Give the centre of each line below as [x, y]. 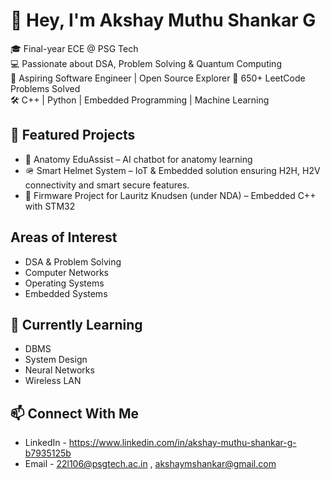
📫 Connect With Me [75, 413]
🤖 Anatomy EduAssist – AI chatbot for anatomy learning [138, 159]
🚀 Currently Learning [76, 324]
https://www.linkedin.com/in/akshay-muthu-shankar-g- [182, 443]
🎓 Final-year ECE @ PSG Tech [74, 48]
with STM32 [50, 206]
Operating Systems [64, 283]
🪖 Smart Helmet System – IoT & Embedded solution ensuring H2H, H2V [172, 170]
